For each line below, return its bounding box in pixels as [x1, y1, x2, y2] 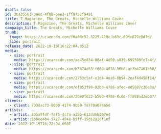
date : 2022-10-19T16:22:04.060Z [5, 121, 71, 126]
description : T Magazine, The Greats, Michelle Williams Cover [5, 21, 137, 26]
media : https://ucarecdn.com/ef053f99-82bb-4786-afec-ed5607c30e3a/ [14, 84, 157, 90]
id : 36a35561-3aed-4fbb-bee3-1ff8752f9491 [5, 12, 93, 17]
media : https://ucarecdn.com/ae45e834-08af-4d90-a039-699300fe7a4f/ [14, 57, 157, 62]
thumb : [5, 30, 19, 35]
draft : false [5, 7, 32, 12]
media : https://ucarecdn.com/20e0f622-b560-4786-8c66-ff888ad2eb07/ [14, 94, 157, 99]
